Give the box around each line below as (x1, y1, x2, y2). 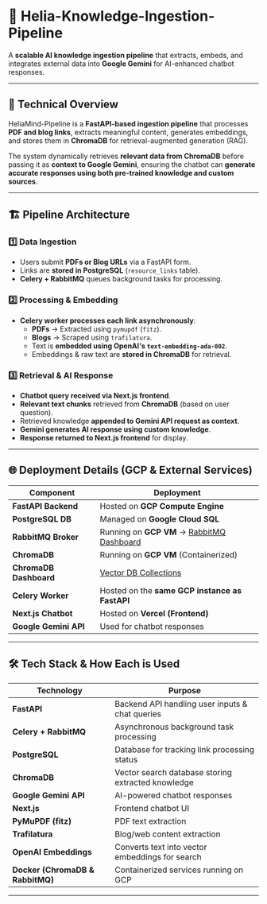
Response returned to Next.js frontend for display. (19, 433, 188, 443)
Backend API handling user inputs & (114, 698, 248, 709)
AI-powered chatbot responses (114, 790, 233, 801)
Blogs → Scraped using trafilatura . (31, 332, 153, 342)
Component (29, 487, 75, 498)
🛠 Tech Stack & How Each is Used (8, 658, 180, 671)
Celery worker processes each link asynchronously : (19, 316, 196, 325)
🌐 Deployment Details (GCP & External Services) (8, 464, 253, 477)
